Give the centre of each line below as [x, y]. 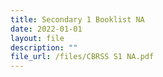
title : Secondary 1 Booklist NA [77, 19]
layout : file [37, 38]
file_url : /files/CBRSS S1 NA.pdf [82, 57]
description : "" [44, 47]
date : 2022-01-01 [46, 29]
